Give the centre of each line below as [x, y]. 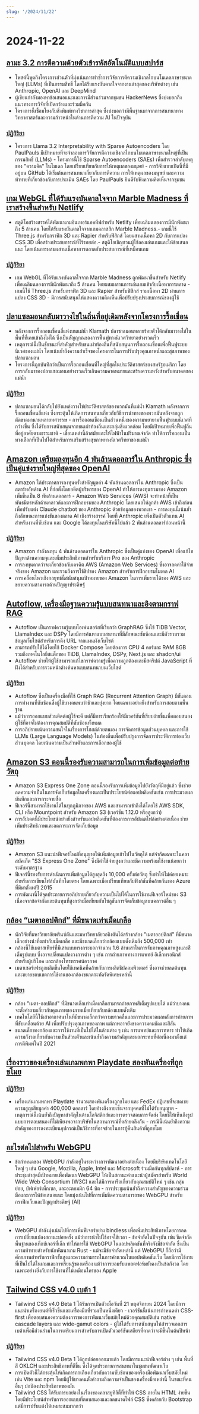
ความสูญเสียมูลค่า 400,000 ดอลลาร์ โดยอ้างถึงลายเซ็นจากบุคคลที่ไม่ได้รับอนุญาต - [96, 1108]
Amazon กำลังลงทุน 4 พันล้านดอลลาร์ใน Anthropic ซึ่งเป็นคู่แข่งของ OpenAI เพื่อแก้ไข [104, 551]
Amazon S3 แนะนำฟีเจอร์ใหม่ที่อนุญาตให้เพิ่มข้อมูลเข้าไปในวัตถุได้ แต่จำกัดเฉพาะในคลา [102, 854]
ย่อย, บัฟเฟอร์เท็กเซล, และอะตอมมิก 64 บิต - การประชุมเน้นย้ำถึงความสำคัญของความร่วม [101, 1188]
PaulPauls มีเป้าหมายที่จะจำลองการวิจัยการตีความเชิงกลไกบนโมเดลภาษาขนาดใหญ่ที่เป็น [101, 153]
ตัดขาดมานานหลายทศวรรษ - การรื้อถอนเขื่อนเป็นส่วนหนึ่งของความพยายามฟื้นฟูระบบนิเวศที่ [103, 420]
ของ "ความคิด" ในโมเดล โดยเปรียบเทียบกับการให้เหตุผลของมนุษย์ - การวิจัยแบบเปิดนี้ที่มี [102, 166]
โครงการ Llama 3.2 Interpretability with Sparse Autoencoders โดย [92, 146]
